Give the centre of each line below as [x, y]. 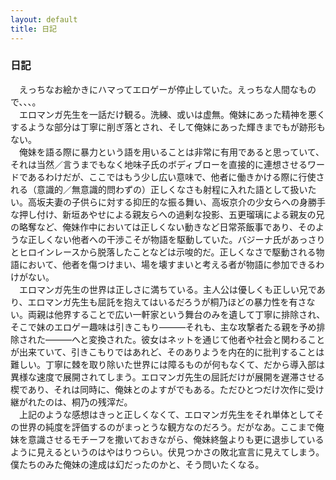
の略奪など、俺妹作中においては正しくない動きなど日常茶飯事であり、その [163, 227]
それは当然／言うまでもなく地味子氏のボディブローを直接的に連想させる [159, 164]
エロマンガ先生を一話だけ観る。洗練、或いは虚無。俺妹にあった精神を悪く [172, 114]
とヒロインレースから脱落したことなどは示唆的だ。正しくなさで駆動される [163, 252]
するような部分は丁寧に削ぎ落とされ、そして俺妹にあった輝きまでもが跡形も [168, 127]
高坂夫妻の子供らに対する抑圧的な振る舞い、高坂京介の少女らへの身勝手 [176, 202]
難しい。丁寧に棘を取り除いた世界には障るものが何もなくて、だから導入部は [167, 364]
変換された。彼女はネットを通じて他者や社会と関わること [207, 339]
